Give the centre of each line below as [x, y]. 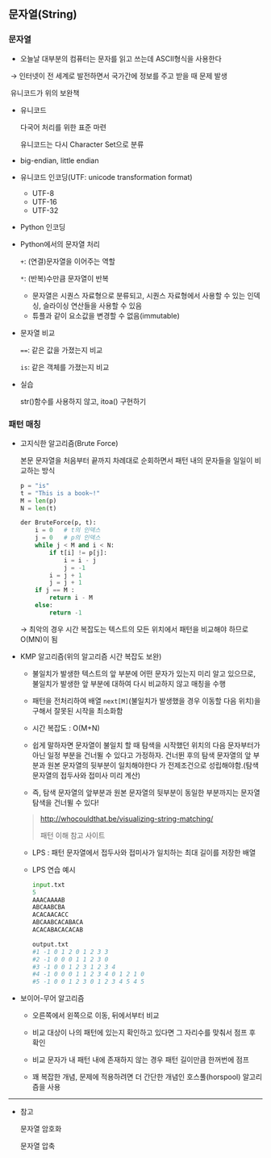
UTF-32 [45, 210]
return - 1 [66, 612]
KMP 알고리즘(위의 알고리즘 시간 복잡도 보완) [91, 656]
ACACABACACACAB [57, 930]
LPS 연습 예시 [54, 869]
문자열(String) [43, 15]
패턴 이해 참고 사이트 [73, 835]
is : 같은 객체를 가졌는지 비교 [65, 367]
